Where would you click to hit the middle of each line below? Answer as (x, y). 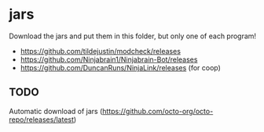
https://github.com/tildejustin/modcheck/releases (101, 51)
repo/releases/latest (41, 120)
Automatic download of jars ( (56, 111)
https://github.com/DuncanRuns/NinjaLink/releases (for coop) (120, 67)
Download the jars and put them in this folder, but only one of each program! (133, 36)
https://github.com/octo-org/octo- (158, 111)
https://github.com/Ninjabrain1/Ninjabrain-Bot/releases (109, 59)
